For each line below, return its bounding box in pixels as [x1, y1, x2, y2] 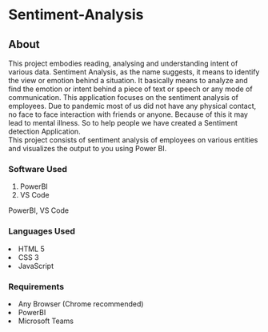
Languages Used [8, 226, 76, 237]
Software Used [8, 163, 68, 174]
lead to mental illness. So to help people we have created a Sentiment [8, 118, 238, 127]
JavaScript [18, 261, 54, 270]
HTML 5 [18, 244, 46, 254]
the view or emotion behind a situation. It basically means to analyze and [8, 76, 248, 85]
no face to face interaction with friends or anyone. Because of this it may [8, 110, 248, 119]
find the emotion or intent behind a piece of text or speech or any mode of [8, 84, 254, 94]
